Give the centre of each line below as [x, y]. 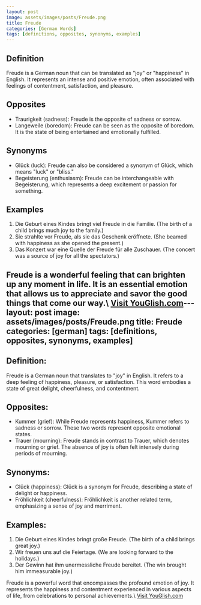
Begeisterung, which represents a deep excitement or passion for [96, 184]
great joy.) [28, 546]
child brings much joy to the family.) [59, 230]
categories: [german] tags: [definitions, [82, 331]
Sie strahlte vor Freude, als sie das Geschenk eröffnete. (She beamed [101, 237]
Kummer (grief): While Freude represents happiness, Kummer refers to [102, 422]
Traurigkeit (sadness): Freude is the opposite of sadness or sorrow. [98, 119]
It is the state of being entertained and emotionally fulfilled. [88, 132]
